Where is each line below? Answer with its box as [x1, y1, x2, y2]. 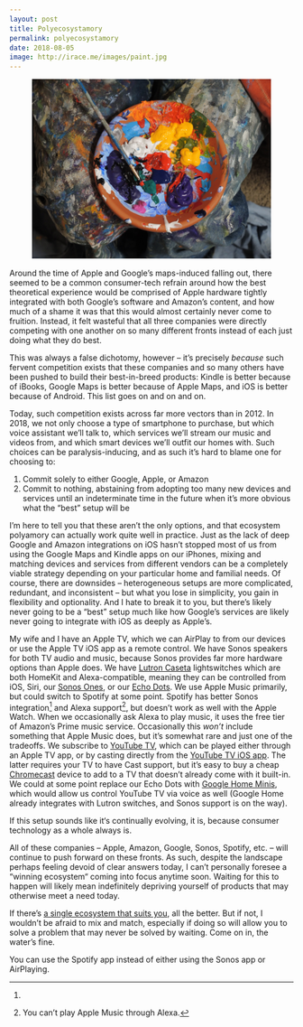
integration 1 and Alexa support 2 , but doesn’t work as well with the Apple [9, 700, 277, 713]
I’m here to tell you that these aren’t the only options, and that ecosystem [9, 519, 281, 530]
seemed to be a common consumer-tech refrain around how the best [9, 276, 267, 288]
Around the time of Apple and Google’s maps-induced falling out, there [9, 267, 272, 278]
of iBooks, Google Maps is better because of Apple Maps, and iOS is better [9, 380, 289, 392]
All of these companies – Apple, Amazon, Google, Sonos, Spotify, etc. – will [9, 843, 289, 854]
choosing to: [9, 456, 56, 467]
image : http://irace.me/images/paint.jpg [9, 52, 168, 62]
